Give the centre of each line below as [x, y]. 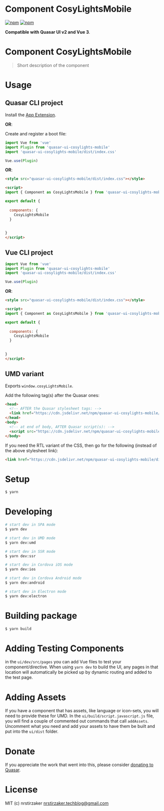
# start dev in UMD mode [30, 538]
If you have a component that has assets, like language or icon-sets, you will [82, 711]
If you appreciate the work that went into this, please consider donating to [79, 765]
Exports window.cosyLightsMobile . [39, 386]
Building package [41, 616]
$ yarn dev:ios [20, 570]
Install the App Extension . [31, 115]
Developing [29, 512]
